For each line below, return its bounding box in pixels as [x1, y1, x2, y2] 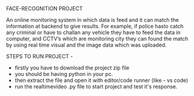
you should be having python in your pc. [14, 71, 114, 77]
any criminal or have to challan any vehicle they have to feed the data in [6, 29, 181, 36]
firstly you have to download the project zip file [14, 64, 130, 71]
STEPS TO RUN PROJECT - [6, 53, 73, 59]
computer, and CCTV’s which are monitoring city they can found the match [6, 35, 189, 42]
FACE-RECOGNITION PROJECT [6, 5, 83, 12]
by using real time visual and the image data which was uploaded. [6, 41, 167, 48]
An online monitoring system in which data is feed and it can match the [6, 16, 179, 23]
